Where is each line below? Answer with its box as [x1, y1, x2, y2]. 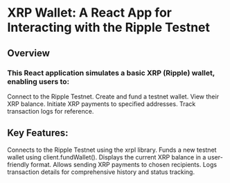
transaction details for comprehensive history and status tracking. [7, 168, 195, 176]
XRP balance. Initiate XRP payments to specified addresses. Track [7, 99, 196, 108]
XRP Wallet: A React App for [7, 5, 172, 21]
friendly [7, 160, 30, 168]
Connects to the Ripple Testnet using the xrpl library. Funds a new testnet [7, 146, 217, 154]
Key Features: [7, 127, 69, 139]
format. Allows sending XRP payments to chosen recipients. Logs [30, 160, 217, 168]
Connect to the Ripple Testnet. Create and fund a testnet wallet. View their [7, 92, 220, 101]
